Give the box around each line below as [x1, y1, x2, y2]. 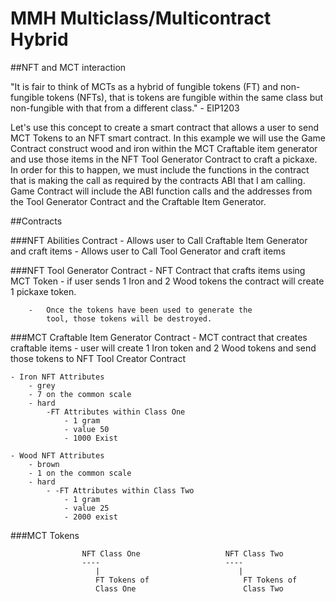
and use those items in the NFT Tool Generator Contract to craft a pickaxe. [10, 153, 318, 165]
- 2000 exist [63, 512, 118, 522]
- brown [28, 459, 60, 469]
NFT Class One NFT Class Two [81, 548, 284, 559]
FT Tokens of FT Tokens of [95, 575, 298, 585]
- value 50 [63, 424, 110, 434]
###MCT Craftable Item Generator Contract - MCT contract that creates [10, 331, 308, 343]
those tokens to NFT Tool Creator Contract [10, 352, 186, 364]
